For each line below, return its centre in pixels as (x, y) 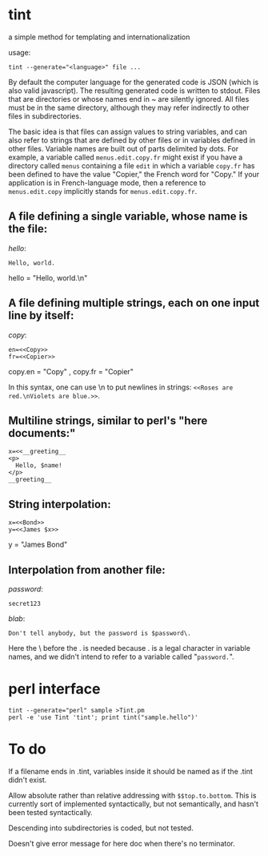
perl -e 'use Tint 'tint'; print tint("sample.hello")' (103, 717)
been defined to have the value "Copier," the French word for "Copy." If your (134, 174)
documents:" (42, 433)
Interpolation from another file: (87, 569)
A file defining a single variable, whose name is (128, 217)
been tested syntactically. (51, 812)
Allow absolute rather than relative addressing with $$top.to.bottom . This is (132, 795)
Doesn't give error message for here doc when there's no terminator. (122, 843)
